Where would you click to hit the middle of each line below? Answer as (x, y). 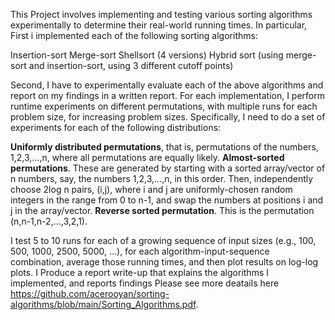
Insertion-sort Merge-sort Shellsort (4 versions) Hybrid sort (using (147, 55)
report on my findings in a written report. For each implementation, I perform (168, 95)
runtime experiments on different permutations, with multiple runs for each (164, 106)
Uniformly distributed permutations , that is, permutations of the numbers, (164, 147)
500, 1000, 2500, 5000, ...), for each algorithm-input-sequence (140, 251)
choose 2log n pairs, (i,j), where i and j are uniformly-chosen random (151, 189)
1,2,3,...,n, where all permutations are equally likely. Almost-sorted (147, 157)
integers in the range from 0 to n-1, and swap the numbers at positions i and (167, 200)
